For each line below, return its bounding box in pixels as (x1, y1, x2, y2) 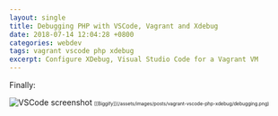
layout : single (9, 13, 66, 22)
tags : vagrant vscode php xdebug (9, 47, 135, 56)
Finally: (9, 80, 36, 90)
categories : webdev (9, 38, 83, 48)
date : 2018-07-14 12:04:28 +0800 (9, 30, 135, 39)
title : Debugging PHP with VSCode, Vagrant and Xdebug (9, 22, 219, 31)
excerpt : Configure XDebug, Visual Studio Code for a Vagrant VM (9, 55, 258, 64)
